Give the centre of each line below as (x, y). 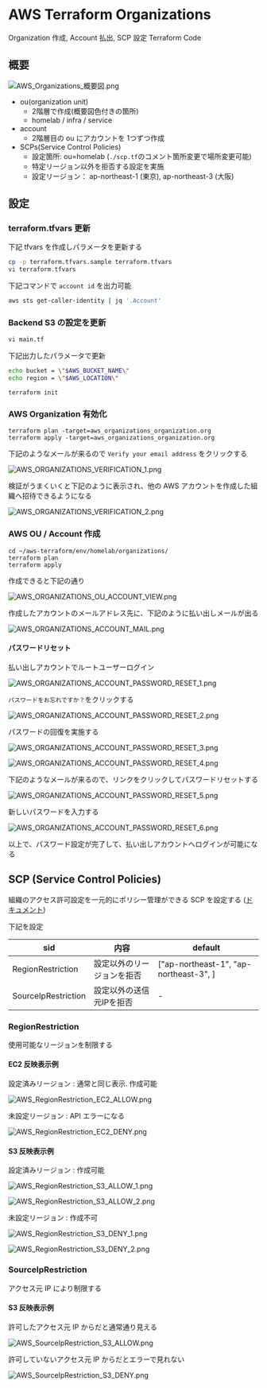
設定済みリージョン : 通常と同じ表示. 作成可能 (83, 1084)
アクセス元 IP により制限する (55, 1288)
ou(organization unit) (54, 102)
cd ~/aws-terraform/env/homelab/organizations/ (89, 551)
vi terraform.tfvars (43, 269)
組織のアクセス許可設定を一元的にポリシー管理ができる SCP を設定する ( (127, 899)
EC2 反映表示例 (33, 1064)
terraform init (33, 392)
